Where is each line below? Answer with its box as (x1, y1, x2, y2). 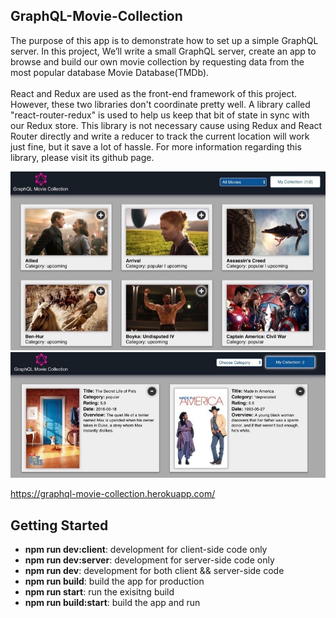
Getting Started (10, 517, 109, 534)
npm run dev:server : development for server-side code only (24, 554, 275, 566)
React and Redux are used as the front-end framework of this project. (10, 87, 298, 99)
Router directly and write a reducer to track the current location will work (10, 130, 310, 142)
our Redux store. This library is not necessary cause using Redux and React (10, 119, 323, 131)
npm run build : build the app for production (24, 575, 205, 588)
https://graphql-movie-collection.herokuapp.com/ (10, 488, 216, 500)
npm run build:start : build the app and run (24, 597, 201, 609)
